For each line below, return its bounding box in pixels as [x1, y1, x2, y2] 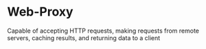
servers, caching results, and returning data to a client [7, 33, 161, 42]
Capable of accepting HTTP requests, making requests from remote [7, 27, 200, 35]
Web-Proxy [7, 4, 73, 20]
